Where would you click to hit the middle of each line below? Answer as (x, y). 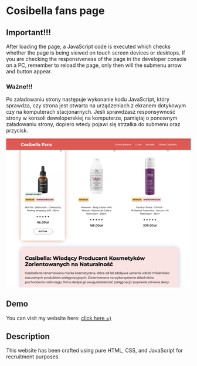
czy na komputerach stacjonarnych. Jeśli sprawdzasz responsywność (91, 112)
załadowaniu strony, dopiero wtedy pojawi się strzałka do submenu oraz (93, 124)
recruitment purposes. (33, 357)
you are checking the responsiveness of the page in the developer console (96, 59)
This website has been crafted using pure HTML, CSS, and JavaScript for (95, 351)
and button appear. (29, 71)
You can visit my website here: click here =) (59, 318)
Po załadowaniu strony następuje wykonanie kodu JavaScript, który (88, 99)
